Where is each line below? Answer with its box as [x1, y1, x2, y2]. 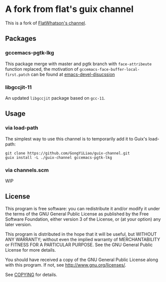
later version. [5, 221, 32, 227]
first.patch [5, 72, 30, 77]
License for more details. [5, 247, 56, 253]
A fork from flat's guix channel [5, 3, 134, 15]
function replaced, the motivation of [5, 66, 79, 72]
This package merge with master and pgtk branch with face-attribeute [5, 61, 152, 67]
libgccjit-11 [5, 84, 32, 91]
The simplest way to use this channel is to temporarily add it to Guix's [5, 136, 148, 141]
